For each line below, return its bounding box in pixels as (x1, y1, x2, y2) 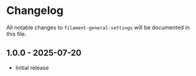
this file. (6, 30, 26, 37)
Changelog (6, 4, 64, 18)
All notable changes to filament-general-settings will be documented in (6, 24, 190, 31)
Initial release (15, 64, 49, 71)
